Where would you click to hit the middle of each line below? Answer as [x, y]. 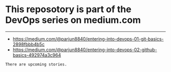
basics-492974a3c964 [37, 55]
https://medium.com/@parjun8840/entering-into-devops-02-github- [85, 50]
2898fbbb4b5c [28, 44]
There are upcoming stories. [36, 64]
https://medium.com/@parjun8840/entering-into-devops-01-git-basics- [88, 39]
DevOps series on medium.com [73, 20]
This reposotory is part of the [68, 9]
